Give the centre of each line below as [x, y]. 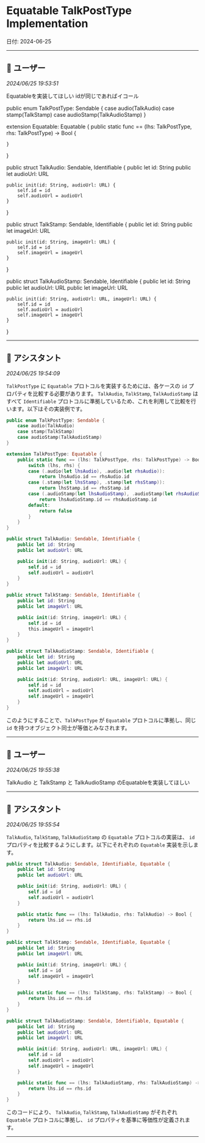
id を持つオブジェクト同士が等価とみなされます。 [68, 727]
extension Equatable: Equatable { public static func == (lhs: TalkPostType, [99, 127]
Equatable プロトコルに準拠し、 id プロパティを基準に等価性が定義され [95, 1120]
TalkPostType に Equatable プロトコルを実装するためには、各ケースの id [97, 386]
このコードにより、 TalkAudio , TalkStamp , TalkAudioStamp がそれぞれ [92, 1112]
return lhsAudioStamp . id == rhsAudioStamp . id [98, 499]
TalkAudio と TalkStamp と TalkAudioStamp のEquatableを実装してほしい [98, 782]
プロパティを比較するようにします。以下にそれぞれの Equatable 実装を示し [100, 845]
